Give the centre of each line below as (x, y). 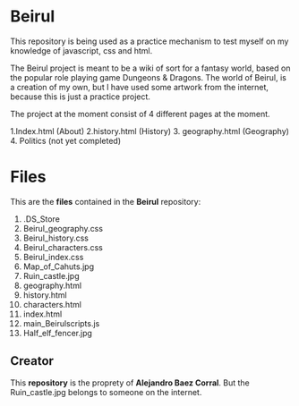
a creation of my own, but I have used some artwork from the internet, (140, 87)
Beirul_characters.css (63, 247)
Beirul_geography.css (63, 228)
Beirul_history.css (56, 238)
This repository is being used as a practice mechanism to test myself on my (149, 41)
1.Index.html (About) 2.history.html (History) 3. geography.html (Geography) (150, 131)
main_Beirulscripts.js (61, 323)
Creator (32, 361)
